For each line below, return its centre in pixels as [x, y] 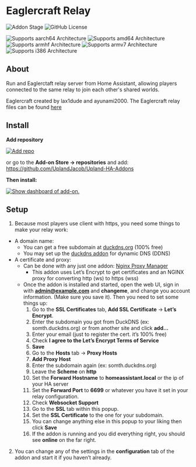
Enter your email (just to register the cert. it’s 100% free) [99, 334]
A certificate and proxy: [43, 260]
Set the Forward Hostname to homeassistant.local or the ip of [108, 378]
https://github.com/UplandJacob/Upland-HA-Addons [70, 169]
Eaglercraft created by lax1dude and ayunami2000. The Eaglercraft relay [93, 101]
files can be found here [34, 107]
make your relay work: [41, 230]
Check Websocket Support [65, 403]
